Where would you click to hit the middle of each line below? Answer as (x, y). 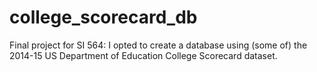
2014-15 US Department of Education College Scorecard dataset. (143, 55)
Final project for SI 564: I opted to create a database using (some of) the (158, 45)
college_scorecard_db (103, 17)
